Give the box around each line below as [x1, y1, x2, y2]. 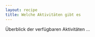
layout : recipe [5, 7, 38, 13]
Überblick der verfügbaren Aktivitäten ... [5, 26, 90, 32]
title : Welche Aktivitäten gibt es [5, 12, 81, 17]
